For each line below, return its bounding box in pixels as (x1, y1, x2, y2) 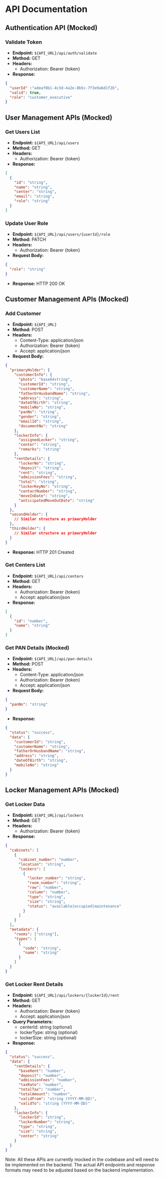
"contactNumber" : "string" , (18, 489, 77, 494)
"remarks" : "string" (18, 447, 61, 452)
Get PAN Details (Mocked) (5, 645, 70, 652)
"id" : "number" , (14, 619, 48, 624)
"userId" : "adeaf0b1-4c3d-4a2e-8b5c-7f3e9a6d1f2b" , (9, 85, 120, 91)
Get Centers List (5, 561, 46, 568)
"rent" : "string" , (18, 470, 57, 475)
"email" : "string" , (14, 194, 55, 199)
